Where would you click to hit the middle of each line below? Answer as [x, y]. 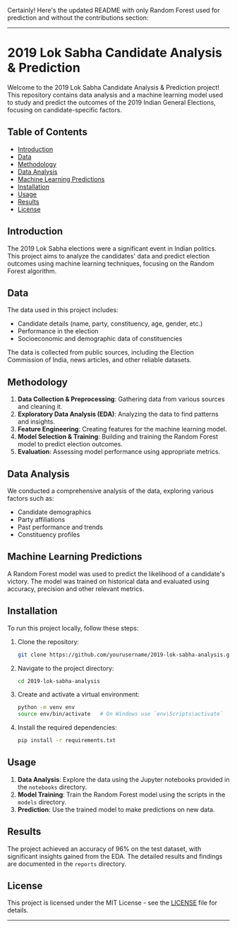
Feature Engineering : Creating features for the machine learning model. [122, 429]
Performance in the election [58, 331]
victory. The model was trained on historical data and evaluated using [108, 581]
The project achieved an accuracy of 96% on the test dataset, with [104, 849]
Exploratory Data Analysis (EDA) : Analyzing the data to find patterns [118, 414]
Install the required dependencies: [67, 727]
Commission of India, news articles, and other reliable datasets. [99, 360]
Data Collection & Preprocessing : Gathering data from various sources [121, 399]
